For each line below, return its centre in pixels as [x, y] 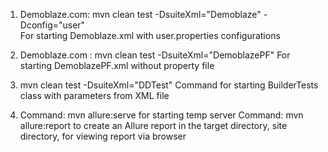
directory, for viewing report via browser [103, 136]
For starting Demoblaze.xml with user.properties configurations [150, 35]
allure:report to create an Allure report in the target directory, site [153, 125]
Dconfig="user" [52, 25]
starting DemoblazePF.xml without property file [117, 65]
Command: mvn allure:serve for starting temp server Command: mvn [161, 115]
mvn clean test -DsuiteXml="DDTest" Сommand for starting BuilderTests [169, 85]
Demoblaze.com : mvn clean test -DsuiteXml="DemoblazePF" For [155, 55]
